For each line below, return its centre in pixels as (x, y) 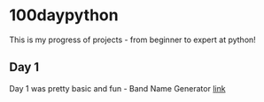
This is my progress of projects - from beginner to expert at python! (133, 40)
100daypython (64, 15)
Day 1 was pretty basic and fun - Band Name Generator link (117, 88)
